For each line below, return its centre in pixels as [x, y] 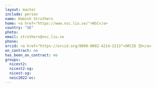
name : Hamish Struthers [29, 19]
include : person [21, 14]
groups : [13, 60]
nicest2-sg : [22, 69]
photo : [12, 32]
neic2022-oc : [23, 78]
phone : [12, 42]
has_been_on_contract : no [31, 55]
